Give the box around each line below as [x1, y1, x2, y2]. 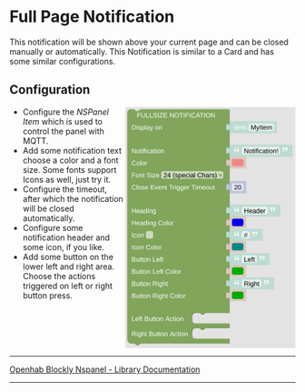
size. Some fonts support [22, 164, 117, 175]
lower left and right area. [22, 261, 115, 272]
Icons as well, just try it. [22, 174, 112, 185]
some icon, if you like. [22, 241, 105, 252]
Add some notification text [22, 145, 123, 156]
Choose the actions [22, 270, 96, 281]
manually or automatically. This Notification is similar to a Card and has [9, 45, 275, 56]
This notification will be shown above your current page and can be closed [9, 36, 289, 47]
